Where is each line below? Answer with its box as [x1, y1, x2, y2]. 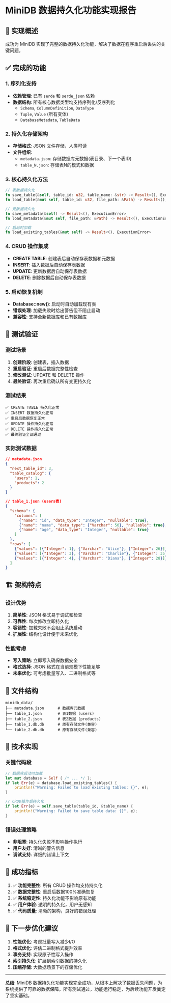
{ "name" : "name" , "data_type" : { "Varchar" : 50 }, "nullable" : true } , [18, 522, 167, 527]
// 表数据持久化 [5, 188, 35, 193]
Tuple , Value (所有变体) [20, 110, 69, 117]
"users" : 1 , [14, 476, 40, 481]
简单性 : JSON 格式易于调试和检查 [12, 611, 82, 618]
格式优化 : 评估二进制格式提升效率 [12, 945, 82, 951]
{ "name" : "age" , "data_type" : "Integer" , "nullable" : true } [18, 527, 149, 533]
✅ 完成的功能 [5, 64, 46, 72]
